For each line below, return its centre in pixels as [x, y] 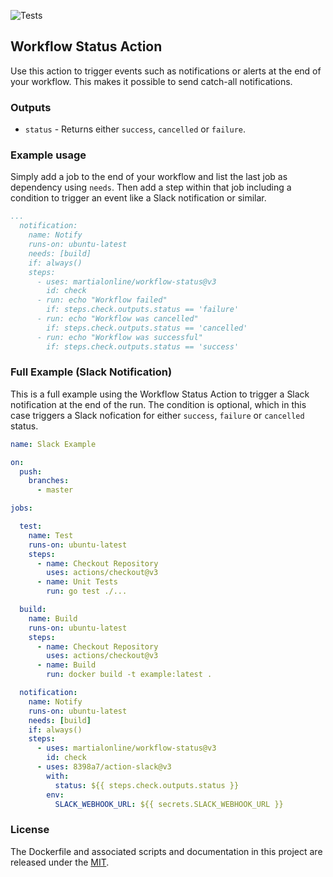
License [30, 830]
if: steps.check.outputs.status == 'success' [143, 346]
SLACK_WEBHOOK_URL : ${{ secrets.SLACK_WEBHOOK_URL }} [169, 804]
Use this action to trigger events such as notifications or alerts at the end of [166, 71]
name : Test [51, 535]
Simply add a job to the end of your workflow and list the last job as [149, 177]
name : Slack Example [53, 444]
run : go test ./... [87, 591]
